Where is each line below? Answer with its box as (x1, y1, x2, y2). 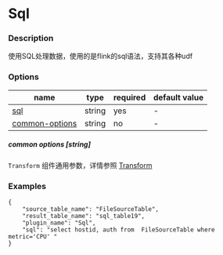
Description (8, 33, 54, 44)
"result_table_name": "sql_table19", (22, 213, 146, 220)
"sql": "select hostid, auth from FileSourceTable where (22, 226, 215, 234)
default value (153, 92, 204, 103)
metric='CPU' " (8, 233, 58, 241)
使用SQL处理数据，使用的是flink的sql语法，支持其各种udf (8, 52, 193, 61)
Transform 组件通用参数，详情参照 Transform (8, 160, 153, 169)
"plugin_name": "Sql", (22, 219, 96, 228)
